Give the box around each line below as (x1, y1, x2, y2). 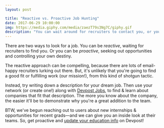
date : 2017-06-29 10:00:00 (5, 20, 60, 25)
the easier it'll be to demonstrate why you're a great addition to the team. (5, 98, 152, 104)
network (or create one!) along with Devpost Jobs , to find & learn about (5, 88, 149, 93)
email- (142, 63, 156, 69)
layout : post (5, 7, 32, 12)
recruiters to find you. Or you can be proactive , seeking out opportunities (5, 48, 152, 54)
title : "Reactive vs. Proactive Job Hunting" (5, 16, 99, 21)
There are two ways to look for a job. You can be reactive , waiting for (5, 43, 144, 49)
